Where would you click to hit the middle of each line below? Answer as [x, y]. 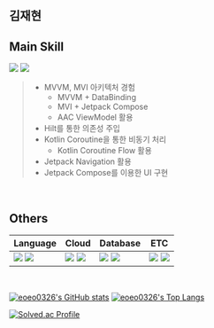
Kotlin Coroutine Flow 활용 [104, 151]
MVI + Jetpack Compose [103, 107]
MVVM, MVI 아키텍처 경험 [89, 88]
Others [29, 219]
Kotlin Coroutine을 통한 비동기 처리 [105, 139]
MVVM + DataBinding [97, 98]
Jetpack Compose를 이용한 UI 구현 [106, 173]
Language [35, 244]
